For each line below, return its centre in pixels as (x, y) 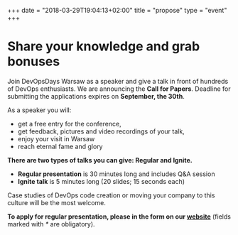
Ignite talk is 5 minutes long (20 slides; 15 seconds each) (101, 181)
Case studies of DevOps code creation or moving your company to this (111, 195)
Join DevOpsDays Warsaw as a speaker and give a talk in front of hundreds (118, 81)
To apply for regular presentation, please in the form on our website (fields (119, 217)
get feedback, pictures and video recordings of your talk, (101, 131)
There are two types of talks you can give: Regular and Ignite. (100, 160)
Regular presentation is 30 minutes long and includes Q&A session (116, 174)
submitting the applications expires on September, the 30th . (96, 96)
